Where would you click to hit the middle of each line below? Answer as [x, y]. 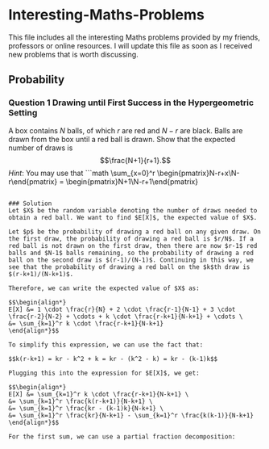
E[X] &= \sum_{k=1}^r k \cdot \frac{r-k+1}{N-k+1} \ [99, 394]
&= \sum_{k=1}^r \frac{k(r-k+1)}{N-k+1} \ [81, 401]
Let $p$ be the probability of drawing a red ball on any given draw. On [135, 232]
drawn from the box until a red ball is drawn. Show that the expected [122, 139]
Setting [23, 113]
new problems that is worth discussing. [73, 54]
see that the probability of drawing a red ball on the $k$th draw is [129, 267]
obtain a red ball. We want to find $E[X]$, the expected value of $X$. [133, 217]
